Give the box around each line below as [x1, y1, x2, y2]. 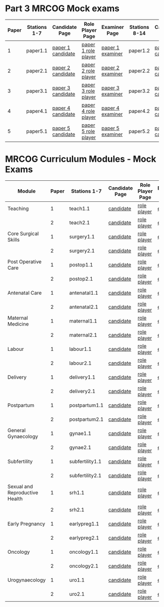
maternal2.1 [69, 331, 98, 338]
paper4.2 [128, 108, 150, 114]
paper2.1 [26, 67, 48, 74]
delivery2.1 [69, 388, 96, 394]
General [7, 427, 26, 434]
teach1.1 [69, 205, 90, 212]
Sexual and [7, 483, 33, 490]
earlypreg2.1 [69, 534, 99, 541]
